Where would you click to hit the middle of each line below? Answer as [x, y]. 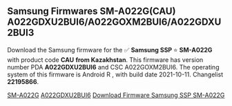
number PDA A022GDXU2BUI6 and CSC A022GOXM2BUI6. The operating [113, 67]
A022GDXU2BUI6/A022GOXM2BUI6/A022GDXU [114, 22]
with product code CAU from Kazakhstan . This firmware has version [105, 60]
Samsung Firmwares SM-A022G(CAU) [91, 11]
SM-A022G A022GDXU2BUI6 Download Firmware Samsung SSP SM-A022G [116, 95]
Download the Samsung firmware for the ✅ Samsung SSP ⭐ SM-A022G [110, 50]
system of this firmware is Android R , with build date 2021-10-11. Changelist [115, 74]
